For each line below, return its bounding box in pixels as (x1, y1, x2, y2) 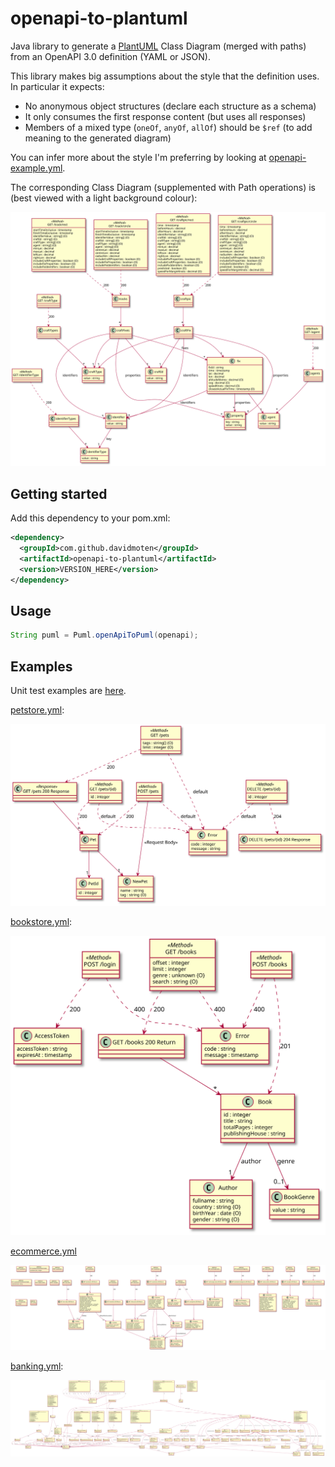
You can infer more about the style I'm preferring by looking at (10, 151, 267, 163)
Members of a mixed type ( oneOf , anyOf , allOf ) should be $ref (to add (24, 121, 313, 133)
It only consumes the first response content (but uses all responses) (24, 110, 307, 122)
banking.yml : (10, 1360, 64, 1372)
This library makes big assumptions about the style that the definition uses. (10, 70, 320, 82)
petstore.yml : (10, 704, 65, 716)
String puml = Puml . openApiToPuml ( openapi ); (10, 630, 199, 641)
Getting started (10, 485, 108, 502)
